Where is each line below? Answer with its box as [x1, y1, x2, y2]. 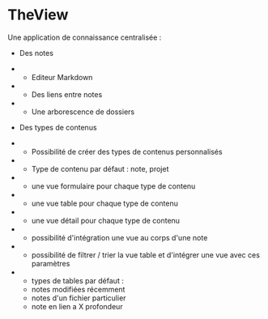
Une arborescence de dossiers [31, 107, 135, 117]
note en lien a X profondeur [31, 301, 123, 311]
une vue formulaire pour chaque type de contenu [31, 181, 196, 191]
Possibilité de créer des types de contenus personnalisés [31, 147, 223, 156]
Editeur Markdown [31, 72, 93, 82]
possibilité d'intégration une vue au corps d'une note [31, 232, 208, 242]
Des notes [19, 48, 54, 57]
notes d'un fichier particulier [31, 293, 126, 303]
